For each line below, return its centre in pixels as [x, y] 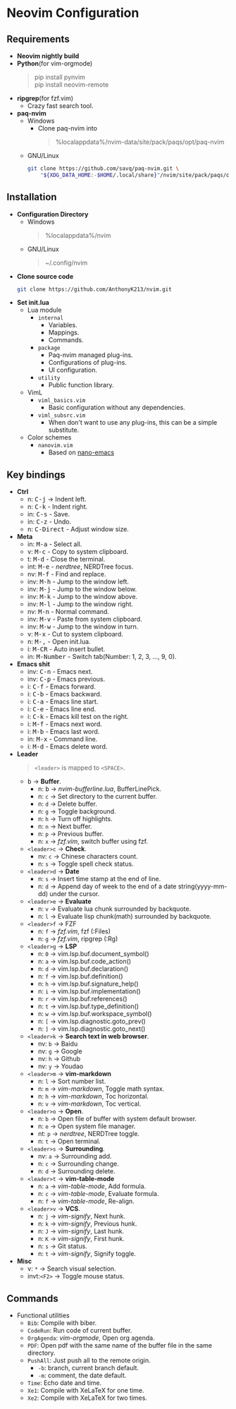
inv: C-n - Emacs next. [60, 672]
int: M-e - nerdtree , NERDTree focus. [80, 567]
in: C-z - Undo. [49, 522]
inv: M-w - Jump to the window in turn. [83, 627]
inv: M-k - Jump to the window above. [82, 597]
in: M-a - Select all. [55, 544]
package [49, 348]
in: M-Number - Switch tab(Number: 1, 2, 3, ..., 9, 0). [102, 657]
